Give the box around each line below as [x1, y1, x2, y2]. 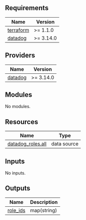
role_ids [7, 207, 26, 214]
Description [30, 198, 58, 205]
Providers [5, 51, 35, 60]
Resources [5, 117, 38, 126]
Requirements [5, 4, 49, 12]
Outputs [5, 184, 31, 193]
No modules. [5, 104, 31, 110]
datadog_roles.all [7, 140, 47, 147]
